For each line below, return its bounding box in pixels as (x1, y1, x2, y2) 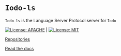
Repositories (5, 36, 30, 42)
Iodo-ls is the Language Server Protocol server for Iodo (5, 17, 116, 23)
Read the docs (5, 45, 34, 51)
